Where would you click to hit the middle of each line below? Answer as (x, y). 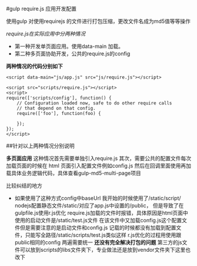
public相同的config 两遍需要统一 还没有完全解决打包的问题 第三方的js (98, 242)
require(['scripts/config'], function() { (59, 98)
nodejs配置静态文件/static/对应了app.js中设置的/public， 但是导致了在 (99, 206)
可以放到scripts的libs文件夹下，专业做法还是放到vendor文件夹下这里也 (105, 250)
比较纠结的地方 (24, 185)
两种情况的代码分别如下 (34, 66)
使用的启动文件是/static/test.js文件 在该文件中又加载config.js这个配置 (98, 220)
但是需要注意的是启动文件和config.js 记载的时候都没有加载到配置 (98, 228)
